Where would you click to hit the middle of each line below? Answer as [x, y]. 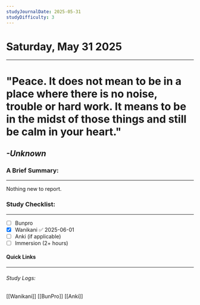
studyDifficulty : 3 [30, 17]
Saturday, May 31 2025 [64, 47]
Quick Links [21, 257]
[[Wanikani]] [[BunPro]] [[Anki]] [45, 296]
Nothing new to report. [34, 189]
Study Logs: [21, 278]
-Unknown [26, 154]
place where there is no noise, [82, 94]
